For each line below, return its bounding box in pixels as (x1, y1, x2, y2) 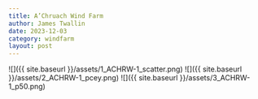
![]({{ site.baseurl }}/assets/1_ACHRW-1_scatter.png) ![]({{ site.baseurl (8, 64, 243, 74)
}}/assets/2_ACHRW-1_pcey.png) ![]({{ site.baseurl (8, 73, 178, 83)
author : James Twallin (8, 19, 85, 28)
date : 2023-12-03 (8, 27, 68, 35)
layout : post (8, 42, 53, 50)
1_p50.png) (8, 82, 46, 92)
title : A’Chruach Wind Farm (8, 11, 104, 20)
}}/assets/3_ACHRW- (179, 73, 251, 83)
